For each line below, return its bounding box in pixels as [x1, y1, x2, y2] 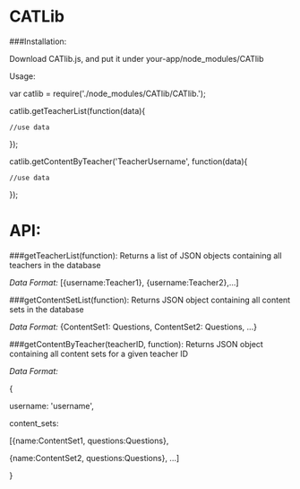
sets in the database [9, 303, 84, 315]
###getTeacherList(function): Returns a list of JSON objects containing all [9, 249, 282, 261]
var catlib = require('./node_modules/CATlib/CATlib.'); [9, 88, 206, 99]
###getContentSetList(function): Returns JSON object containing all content [9, 294, 291, 305]
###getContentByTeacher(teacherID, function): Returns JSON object [9, 338, 264, 349]
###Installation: [9, 36, 67, 47]
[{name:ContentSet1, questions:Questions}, [9, 435, 169, 446]
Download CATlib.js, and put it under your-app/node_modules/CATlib [9, 53, 264, 64]
